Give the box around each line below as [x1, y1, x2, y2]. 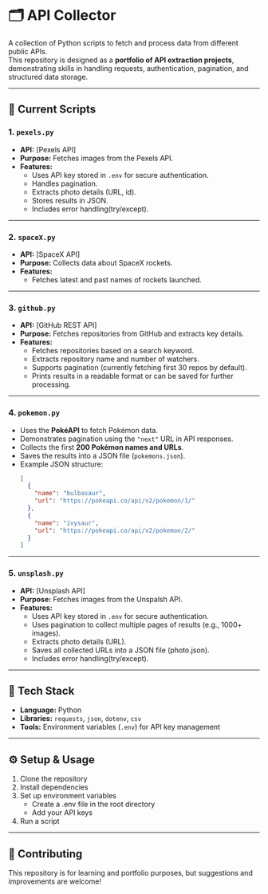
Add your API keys [31, 808, 93, 817]
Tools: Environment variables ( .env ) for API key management [19, 723, 221, 732]
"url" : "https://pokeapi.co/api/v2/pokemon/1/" [34, 497, 195, 505]
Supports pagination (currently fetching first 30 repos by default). [31, 363, 247, 372]
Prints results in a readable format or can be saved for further [31, 372, 234, 381]
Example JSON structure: [19, 459, 104, 469]
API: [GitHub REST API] [19, 321, 97, 330]
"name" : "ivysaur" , [34, 519, 100, 527]
